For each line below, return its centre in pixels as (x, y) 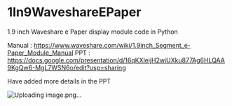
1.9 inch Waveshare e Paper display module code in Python (93, 32)
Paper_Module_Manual (40, 53)
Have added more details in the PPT (59, 81)
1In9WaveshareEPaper (74, 12)
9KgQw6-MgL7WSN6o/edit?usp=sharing (67, 67)
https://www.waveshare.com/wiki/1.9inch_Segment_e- (112, 45)
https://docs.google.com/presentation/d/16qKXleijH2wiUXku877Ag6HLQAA (116, 60)
